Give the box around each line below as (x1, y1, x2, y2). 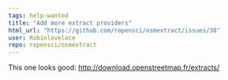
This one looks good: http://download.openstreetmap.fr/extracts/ (8, 63, 220, 72)
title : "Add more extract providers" (8, 19, 133, 27)
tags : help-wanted (8, 11, 69, 20)
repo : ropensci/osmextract (8, 41, 97, 49)
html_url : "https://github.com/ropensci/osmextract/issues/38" (8, 26, 221, 34)
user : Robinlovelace (8, 33, 77, 42)
